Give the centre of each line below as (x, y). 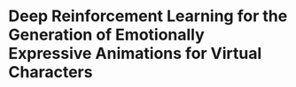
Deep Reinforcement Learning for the (148, 16)
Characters (51, 72)
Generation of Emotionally (106, 35)
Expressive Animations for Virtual (135, 54)
